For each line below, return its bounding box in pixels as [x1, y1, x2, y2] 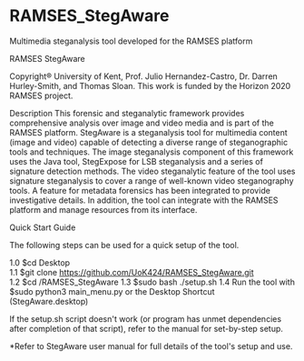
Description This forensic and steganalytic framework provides [9, 107, 245, 118]
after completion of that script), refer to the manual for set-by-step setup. [9, 323, 284, 334]
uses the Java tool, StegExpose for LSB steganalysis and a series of [9, 155, 263, 166]
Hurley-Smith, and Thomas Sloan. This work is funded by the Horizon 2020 [9, 80, 291, 91]
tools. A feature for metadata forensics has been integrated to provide [9, 185, 270, 196]
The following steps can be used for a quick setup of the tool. [9, 239, 240, 250]
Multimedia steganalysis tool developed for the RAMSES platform [9, 35, 253, 46]
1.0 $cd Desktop [9, 256, 71, 268]
